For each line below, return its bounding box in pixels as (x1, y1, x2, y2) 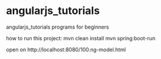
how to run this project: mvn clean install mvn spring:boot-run (6, 34, 156, 41)
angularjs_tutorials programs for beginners (6, 23, 109, 30)
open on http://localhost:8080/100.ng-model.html (6, 46, 126, 53)
